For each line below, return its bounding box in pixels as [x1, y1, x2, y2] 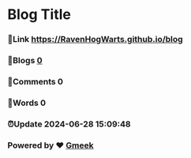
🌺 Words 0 [7, 97, 47, 108]
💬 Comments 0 [7, 76, 64, 87]
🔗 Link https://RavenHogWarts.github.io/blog [7, 34, 183, 45]
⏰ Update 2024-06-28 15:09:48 [7, 118, 131, 130]
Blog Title [7, 6, 72, 24]
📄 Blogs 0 [7, 55, 43, 66]
